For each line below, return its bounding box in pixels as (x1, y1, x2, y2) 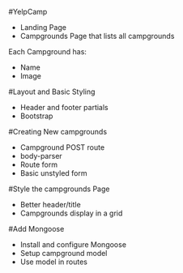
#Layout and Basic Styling (8, 87, 96, 96)
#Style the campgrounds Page (8, 184, 110, 194)
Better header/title (19, 200, 81, 209)
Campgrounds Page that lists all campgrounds (19, 32, 175, 41)
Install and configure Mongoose (19, 240, 127, 250)
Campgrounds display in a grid (19, 208, 123, 218)
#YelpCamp (8, 7, 48, 16)
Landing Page (19, 23, 67, 32)
